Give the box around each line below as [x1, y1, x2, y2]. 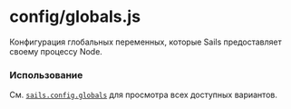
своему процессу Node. [9, 45, 102, 56]
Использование [9, 68, 83, 81]
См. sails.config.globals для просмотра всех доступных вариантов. [9, 89, 278, 101]
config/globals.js [9, 6, 141, 27]
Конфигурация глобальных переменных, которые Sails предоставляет [9, 36, 283, 47]
